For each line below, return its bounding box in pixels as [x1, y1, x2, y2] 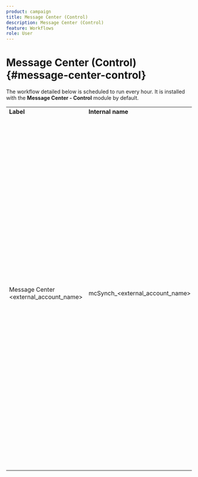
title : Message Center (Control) [6, 14, 88, 20]
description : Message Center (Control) [6, 19, 104, 25]
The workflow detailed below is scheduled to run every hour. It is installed [6, 88, 186, 95]
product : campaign [6, 8, 51, 15]
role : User [6, 31, 33, 37]
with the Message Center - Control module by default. [6, 94, 139, 102]
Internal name [88, 107, 128, 116]
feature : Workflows [6, 25, 54, 31]
